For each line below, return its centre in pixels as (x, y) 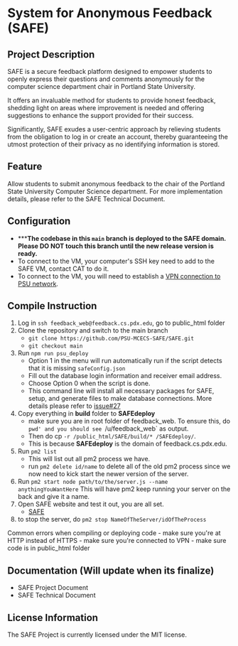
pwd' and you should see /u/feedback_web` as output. (108, 429)
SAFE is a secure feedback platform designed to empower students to (110, 71)
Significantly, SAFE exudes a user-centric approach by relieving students (114, 129)
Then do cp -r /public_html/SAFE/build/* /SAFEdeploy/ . (112, 436)
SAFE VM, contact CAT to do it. (63, 269)
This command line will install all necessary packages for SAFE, (121, 391)
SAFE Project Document (53, 588)
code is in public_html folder (49, 548)
